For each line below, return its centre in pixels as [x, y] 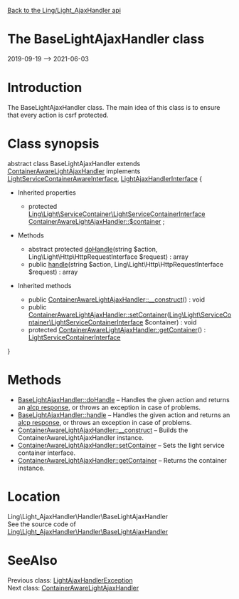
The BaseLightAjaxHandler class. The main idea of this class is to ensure [114, 107]
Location [34, 497]
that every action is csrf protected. [58, 115]
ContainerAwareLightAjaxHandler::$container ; [96, 221]
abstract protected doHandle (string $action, [93, 249]
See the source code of [42, 524]
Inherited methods [44, 285]
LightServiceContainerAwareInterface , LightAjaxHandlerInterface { [105, 178]
